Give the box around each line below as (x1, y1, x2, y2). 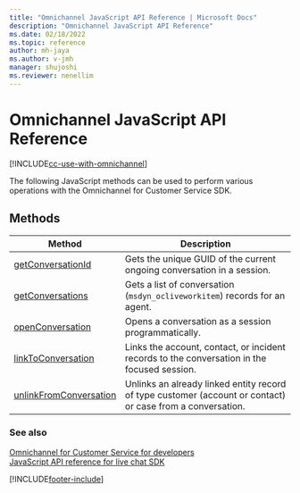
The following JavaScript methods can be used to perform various (9, 175, 254, 186)
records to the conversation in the (124, 352, 267, 364)
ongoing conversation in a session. (124, 263, 271, 276)
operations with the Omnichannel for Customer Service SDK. (9, 185, 232, 196)
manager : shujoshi (9, 63, 78, 72)
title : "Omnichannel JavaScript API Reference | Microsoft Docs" (9, 13, 257, 22)
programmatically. (124, 326, 201, 338)
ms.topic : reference (9, 38, 87, 47)
